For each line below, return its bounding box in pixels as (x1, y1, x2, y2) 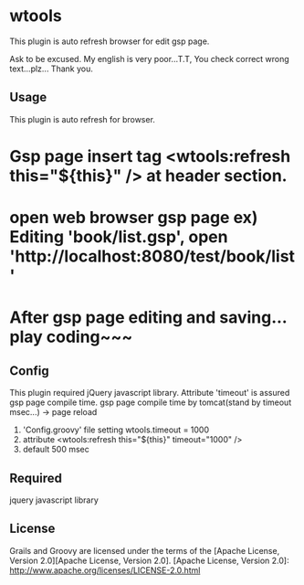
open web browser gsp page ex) (9, 207, 258, 229)
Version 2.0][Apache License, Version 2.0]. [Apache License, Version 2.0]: (9, 555, 289, 566)
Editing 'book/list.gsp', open (9, 227, 228, 248)
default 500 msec (22, 444, 89, 455)
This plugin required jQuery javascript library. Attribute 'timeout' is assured (9, 388, 290, 399)
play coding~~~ (9, 326, 133, 347)
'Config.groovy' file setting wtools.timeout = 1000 (22, 424, 210, 435)
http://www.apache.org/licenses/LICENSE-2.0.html (9, 564, 201, 576)
